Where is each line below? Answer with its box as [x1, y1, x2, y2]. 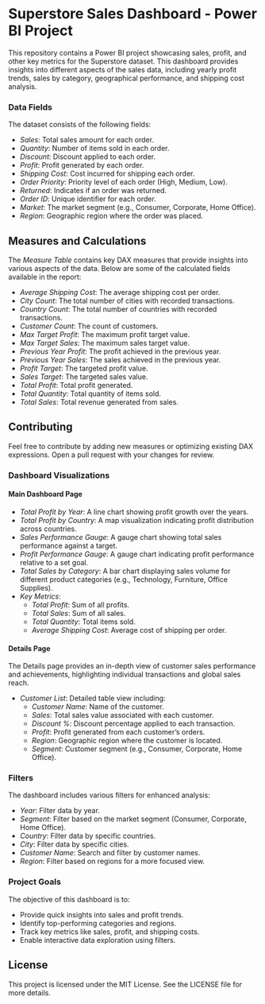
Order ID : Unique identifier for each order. [19, 194, 156, 204]
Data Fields [8, 101, 53, 112]
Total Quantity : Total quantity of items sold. [19, 389, 161, 398]
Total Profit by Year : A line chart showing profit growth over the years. [19, 506, 249, 517]
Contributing [8, 421, 73, 434]
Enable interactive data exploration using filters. [19, 935, 176, 944]
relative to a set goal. [19, 557, 89, 567]
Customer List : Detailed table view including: [19, 693, 166, 704]
